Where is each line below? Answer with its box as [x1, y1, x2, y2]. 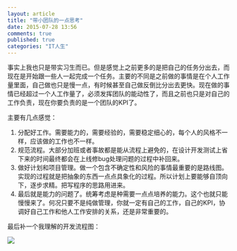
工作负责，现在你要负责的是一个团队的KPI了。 [7, 98, 141, 106]
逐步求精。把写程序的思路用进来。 [30, 181, 129, 189]
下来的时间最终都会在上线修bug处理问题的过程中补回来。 [17, 155, 184, 162]
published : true [7, 37, 55, 44]
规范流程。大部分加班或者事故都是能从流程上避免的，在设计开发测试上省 [17, 146, 228, 154]
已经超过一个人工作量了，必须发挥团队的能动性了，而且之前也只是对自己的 [13, 89, 230, 98]
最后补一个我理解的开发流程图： [7, 222, 100, 231]
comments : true [7, 30, 52, 37]
